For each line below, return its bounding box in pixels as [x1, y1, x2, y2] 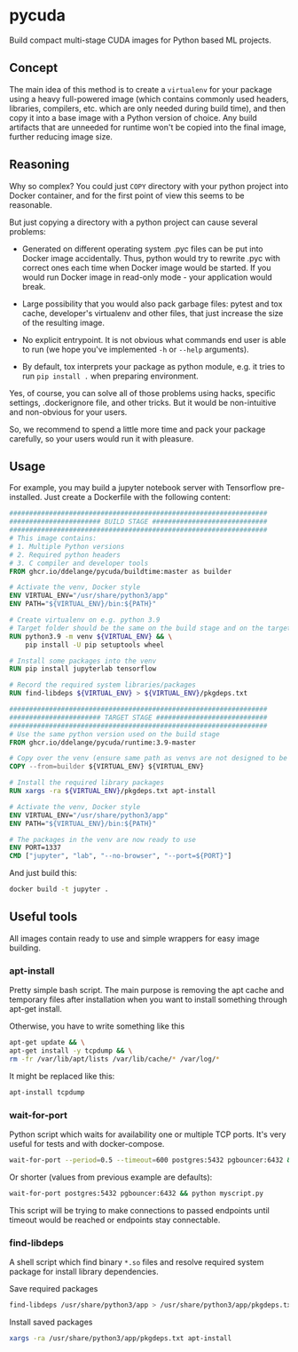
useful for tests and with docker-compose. [9, 1138, 165, 1149]
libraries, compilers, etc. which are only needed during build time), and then [9, 103, 286, 114]
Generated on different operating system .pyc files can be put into [21, 243, 263, 254]
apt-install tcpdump [9, 1087, 86, 1097]
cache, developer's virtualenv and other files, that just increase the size [21, 307, 284, 318]
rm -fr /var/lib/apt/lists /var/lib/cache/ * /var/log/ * [9, 1054, 220, 1063]
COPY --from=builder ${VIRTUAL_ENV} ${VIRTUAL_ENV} [9, 762, 204, 771]
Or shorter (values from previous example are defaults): [9, 1172, 213, 1182]
